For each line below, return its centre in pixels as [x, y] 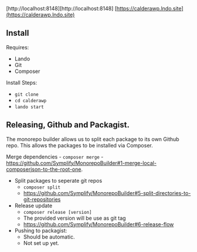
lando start [29, 107]
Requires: [18, 47]
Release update [33, 206]
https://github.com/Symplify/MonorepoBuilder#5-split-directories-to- [107, 193]
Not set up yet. [41, 243]
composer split [42, 187]
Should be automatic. [49, 237]
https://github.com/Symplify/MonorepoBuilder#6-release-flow [98, 224]
